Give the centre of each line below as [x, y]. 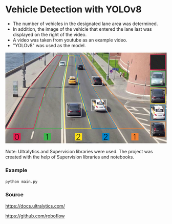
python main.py [21, 181]
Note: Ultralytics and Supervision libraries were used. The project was [79, 152]
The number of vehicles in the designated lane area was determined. [85, 24]
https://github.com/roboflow [35, 216]
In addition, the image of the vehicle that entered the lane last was [82, 29]
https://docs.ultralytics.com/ [35, 206]
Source [15, 195]
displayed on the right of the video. [50, 34]
